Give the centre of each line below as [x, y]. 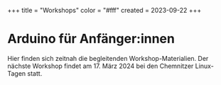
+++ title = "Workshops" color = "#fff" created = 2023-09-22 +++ [104, 10]
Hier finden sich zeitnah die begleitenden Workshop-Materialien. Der [108, 58]
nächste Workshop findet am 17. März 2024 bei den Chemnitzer [101, 66]
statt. [35, 73]
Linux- [205, 66]
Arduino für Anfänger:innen [91, 39]
